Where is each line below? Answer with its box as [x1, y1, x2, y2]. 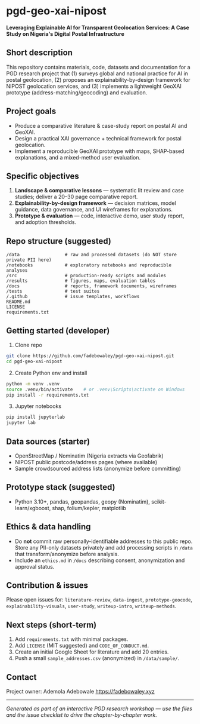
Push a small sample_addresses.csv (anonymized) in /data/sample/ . [14, 655, 180, 662]
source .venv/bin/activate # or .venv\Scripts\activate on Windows [6, 386, 185, 392]
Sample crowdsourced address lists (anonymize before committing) [14, 465, 182, 472]
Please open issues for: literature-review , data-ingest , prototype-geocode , [6, 596, 192, 603]
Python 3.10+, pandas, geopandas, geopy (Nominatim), [14, 498, 151, 505]
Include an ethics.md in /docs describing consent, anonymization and [14, 557, 185, 564]
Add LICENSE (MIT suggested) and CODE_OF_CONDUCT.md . [14, 642, 149, 649]
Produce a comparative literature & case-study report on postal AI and [14, 122, 187, 129]
